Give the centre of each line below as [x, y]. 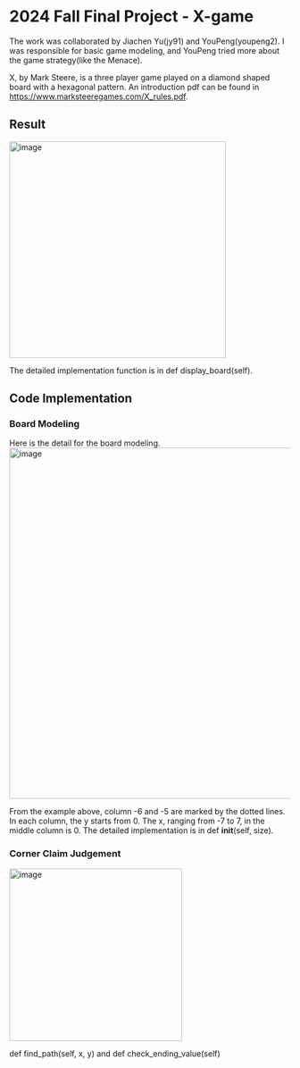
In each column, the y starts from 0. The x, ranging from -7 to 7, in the [137, 821]
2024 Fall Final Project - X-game [132, 17]
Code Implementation [71, 399]
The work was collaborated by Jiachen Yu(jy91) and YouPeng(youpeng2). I [147, 41]
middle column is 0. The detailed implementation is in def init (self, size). [142, 830]
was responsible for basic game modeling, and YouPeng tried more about [144, 50]
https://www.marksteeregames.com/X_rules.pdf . [99, 96]
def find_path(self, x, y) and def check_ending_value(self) [115, 1053]
